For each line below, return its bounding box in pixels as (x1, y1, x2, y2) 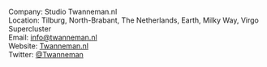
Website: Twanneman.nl (8, 41, 89, 51)
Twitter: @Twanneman (8, 50, 84, 59)
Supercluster (8, 24, 51, 33)
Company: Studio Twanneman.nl (8, 7, 118, 16)
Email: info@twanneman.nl (8, 32, 97, 42)
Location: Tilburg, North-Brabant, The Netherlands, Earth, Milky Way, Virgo (8, 15, 260, 25)
